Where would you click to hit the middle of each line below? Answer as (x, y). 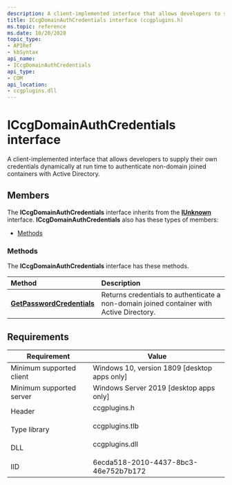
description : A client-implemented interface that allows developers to (114, 14)
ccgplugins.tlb (116, 425)
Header (23, 411)
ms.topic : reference (37, 26)
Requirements (38, 337)
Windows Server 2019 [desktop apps (154, 387)
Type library (30, 429)
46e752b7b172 (119, 470)
